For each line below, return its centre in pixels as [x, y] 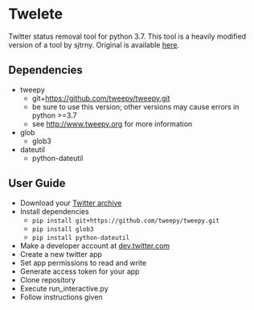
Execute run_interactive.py [64, 288]
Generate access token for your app [80, 271]
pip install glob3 [63, 229]
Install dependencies [55, 211]
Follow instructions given [61, 297]
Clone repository [48, 279]
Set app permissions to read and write [83, 262]
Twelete [35, 14]
